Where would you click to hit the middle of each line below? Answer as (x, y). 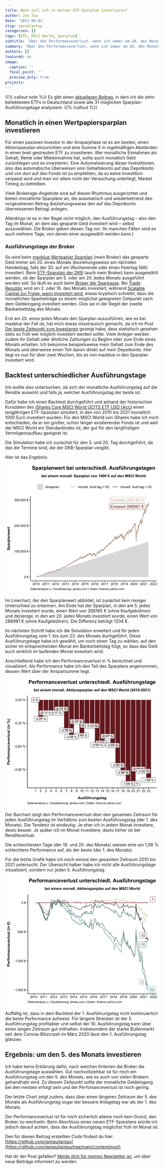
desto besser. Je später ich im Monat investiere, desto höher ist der (73, 830)
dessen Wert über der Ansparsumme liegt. (48, 671)
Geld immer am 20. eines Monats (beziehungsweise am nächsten (71, 262)
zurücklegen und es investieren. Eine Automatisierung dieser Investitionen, (80, 163)
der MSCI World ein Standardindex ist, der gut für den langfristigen (72, 428)
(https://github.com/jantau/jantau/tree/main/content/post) (63, 1147)
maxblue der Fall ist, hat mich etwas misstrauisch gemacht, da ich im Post (79, 324)
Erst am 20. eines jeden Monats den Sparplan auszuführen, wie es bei (75, 318)
